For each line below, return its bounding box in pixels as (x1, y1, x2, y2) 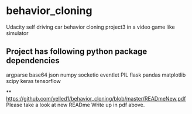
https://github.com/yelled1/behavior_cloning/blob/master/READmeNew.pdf (6, 95, 186, 102)
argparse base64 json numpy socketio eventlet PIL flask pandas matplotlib (6, 71, 186, 78)
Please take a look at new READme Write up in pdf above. (6, 101, 145, 108)
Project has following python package (6, 47, 148, 57)
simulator (6, 29, 29, 36)
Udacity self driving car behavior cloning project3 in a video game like (6, 23, 175, 30)
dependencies (6, 56, 60, 65)
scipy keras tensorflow (6, 77, 61, 84)
